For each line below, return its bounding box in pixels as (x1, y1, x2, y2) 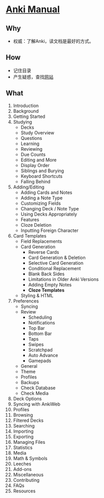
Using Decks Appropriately (20, 211, 78, 217)
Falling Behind (20, 178, 51, 184)
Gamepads (28, 358, 51, 364)
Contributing (13, 477, 40, 483)
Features (20, 216, 40, 223)
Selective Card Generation (28, 259, 84, 266)
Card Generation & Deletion (28, 254, 86, 260)
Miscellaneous (13, 471, 44, 478)
